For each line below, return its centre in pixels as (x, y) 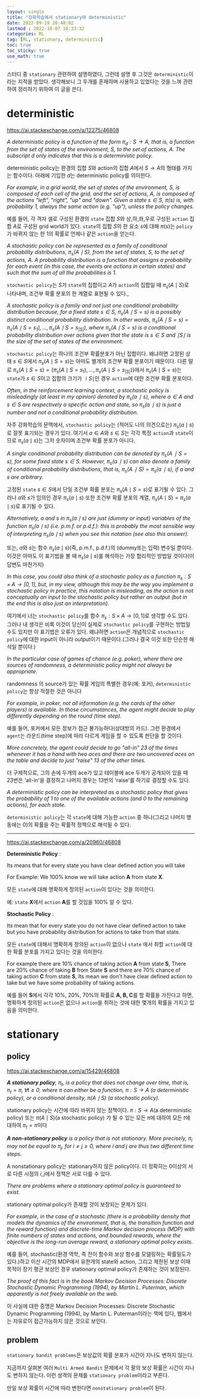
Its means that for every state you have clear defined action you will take (96, 865)
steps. (14, 1154)
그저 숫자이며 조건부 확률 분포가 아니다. (90, 441)
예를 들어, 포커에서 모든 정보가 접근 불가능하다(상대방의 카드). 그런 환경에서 (94, 728)
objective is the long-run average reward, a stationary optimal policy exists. (100, 1242)
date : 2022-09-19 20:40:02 (40, 23)
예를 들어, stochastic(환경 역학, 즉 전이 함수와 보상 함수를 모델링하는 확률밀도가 (99, 1254)
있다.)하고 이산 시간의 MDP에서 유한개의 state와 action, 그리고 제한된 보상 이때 (99, 1261)
